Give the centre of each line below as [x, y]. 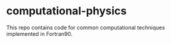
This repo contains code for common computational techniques [86, 27]
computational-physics [67, 11]
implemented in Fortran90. [39, 33]
